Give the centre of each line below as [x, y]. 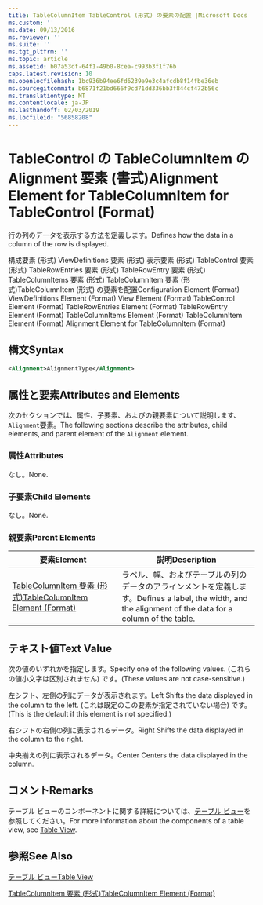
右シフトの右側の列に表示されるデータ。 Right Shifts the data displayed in [126, 730]
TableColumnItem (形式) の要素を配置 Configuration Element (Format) [129, 289]
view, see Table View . [43, 830]
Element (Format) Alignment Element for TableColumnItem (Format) [117, 323]
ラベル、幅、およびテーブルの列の [184, 575]
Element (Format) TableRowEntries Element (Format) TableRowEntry [118, 306]
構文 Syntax [36, 350]
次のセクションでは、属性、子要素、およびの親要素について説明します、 [124, 415]
